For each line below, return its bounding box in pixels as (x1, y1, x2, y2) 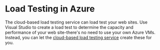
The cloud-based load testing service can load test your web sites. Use (5, 19, 148, 25)
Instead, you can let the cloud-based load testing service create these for (5, 35, 152, 40)
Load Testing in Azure (5, 3, 95, 14)
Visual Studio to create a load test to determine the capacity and (5, 24, 134, 30)
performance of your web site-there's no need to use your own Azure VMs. (5, 29, 156, 35)
